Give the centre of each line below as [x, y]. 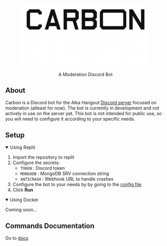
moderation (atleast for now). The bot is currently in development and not [82, 108]
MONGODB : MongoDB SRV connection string [65, 174]
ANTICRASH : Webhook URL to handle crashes [67, 179]
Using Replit [23, 147]
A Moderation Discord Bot [86, 74]
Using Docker [24, 200]
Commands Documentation [50, 226]
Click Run [23, 190]
